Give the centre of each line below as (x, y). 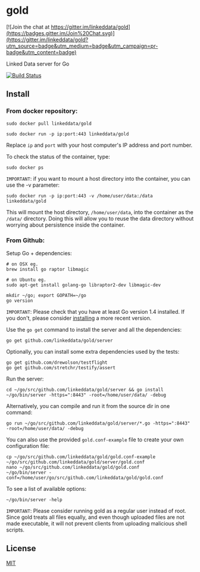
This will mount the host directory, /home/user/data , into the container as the (100, 212)
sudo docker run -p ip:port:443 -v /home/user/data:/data (79, 196)
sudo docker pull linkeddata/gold (49, 123)
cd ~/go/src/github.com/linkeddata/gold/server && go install (85, 389)
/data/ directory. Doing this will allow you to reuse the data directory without (100, 218)
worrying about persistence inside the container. (65, 225)
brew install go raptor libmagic (48, 269)
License (21, 548)
